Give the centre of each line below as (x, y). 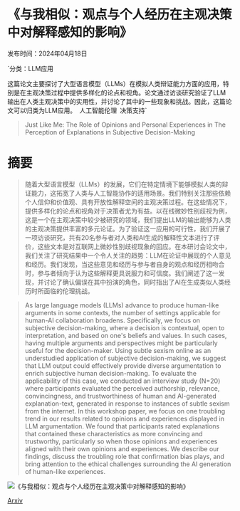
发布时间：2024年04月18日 (47, 53)
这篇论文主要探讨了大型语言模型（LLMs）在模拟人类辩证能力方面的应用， (115, 83)
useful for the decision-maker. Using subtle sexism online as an (118, 350)
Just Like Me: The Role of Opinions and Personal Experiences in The (125, 125)
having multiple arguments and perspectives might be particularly (121, 343)
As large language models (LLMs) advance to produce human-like (122, 305)
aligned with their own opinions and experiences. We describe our (122, 448)
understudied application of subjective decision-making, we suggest (125, 358)
